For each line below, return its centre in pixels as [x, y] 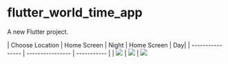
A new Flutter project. [38, 32]
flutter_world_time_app [75, 13]
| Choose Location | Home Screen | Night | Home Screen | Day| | [99, 45]
